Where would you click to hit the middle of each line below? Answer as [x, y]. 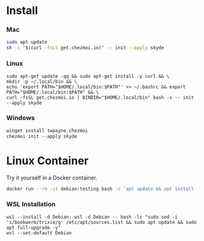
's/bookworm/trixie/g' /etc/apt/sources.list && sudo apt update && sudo [102, 222]
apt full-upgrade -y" [34, 228]
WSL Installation [31, 204]
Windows [21, 118]
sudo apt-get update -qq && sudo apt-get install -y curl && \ [88, 76]
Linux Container [48, 160]
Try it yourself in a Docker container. [52, 178]
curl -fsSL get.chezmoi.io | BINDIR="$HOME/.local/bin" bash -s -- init [100, 97]
